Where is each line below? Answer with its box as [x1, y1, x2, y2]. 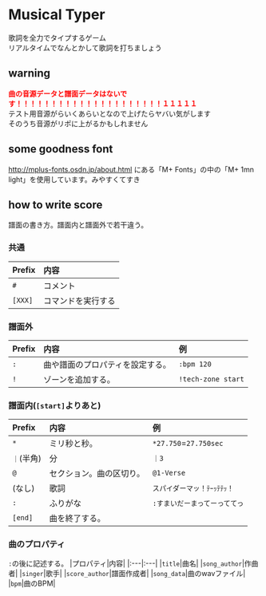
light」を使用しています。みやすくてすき [8, 174, 141, 184]
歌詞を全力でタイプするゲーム [8, 33, 106, 42]
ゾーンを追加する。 [43, 373, 116, 385]
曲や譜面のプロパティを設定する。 [43, 359, 172, 370]
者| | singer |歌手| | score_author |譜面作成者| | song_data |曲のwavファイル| [8, 568, 246, 578]
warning [8, 66, 50, 81]
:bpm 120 [178, 359, 212, 369]
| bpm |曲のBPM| [8, 578, 56, 588]
